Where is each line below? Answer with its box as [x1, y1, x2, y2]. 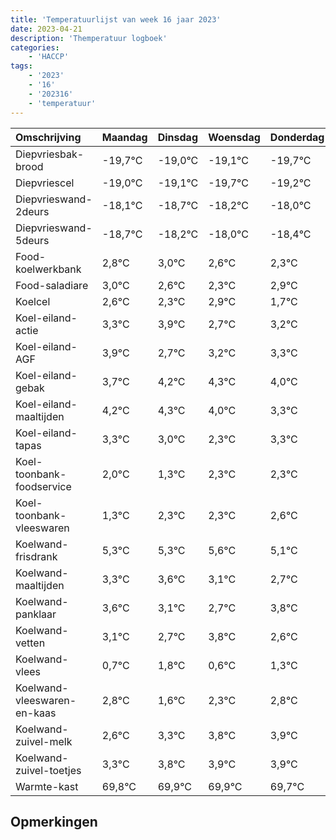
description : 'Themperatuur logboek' [10, 33, 168, 43]
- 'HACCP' [28, 52, 70, 62]
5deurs [15, 233, 50, 247]
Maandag [101, 130, 148, 144]
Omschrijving [15, 130, 82, 144]
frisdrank [15, 549, 58, 563]
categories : [10, 42, 60, 53]
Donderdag [269, 130, 325, 144]
